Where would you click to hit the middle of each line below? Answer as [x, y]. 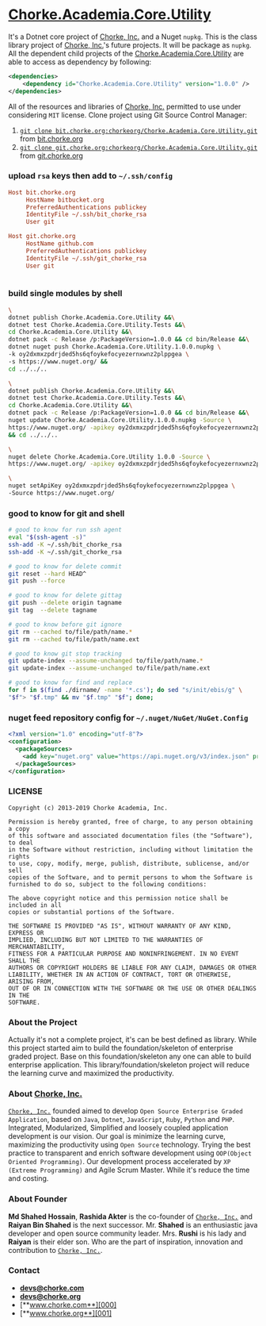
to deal [21, 843]
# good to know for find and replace [70, 683]
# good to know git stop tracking [65, 653]
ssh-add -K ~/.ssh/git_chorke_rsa [65, 552]
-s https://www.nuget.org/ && [58, 361]
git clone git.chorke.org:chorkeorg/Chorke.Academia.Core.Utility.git [139, 148]
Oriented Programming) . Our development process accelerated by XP [120, 1162]
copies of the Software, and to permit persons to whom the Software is [131, 877]
